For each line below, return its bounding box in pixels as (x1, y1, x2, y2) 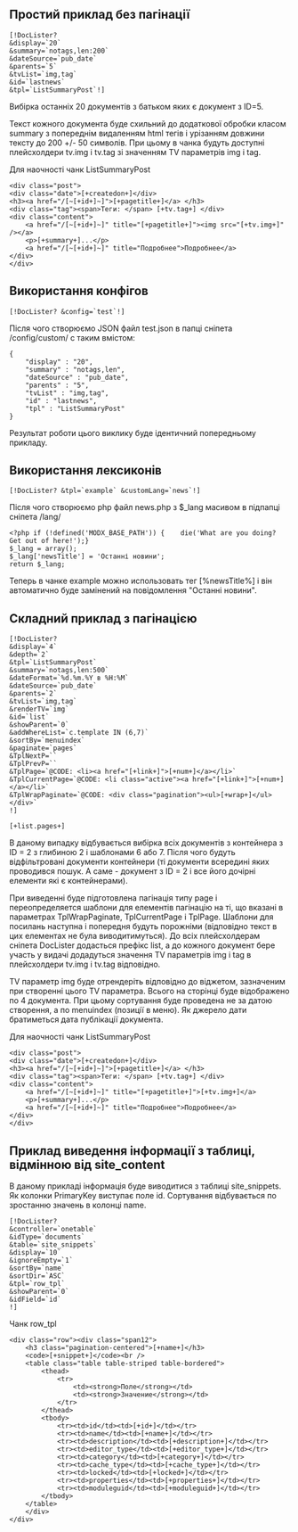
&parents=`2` (9, 689, 58, 698)
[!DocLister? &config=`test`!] (9, 307, 125, 316)
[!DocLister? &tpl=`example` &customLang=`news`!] (9, 486, 201, 496)
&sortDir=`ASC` (9, 1272, 66, 1281)
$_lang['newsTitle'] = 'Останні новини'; (9, 552, 165, 561)
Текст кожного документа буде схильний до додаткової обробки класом (9, 118, 286, 128)
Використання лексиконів (9, 463, 162, 478)
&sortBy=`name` (9, 1264, 66, 1273)
